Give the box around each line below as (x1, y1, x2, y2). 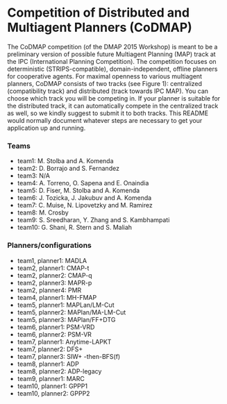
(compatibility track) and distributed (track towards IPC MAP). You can (7, 87, 209, 95)
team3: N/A (17, 171, 51, 180)
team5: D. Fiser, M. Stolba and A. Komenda (17, 186, 140, 195)
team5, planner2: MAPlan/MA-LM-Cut (17, 308, 126, 317)
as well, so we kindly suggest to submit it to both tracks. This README (7, 109, 209, 117)
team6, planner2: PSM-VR (17, 330, 92, 338)
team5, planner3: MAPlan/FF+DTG (17, 315, 116, 323)
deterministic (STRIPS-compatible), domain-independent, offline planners (7, 65, 218, 73)
